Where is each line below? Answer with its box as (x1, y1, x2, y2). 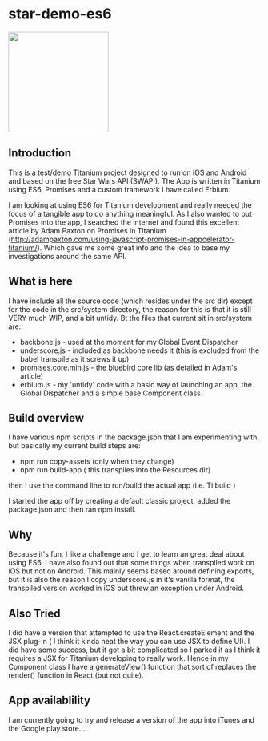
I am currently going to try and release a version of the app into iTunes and (8, 715, 254, 724)
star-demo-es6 (8, 5, 112, 23)
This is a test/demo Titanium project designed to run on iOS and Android (8, 168, 247, 177)
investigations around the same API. (8, 251, 127, 261)
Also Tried (8, 606, 61, 620)
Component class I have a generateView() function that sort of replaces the (8, 662, 257, 671)
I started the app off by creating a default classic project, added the (8, 496, 231, 506)
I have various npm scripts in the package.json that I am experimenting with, (8, 432, 260, 442)
